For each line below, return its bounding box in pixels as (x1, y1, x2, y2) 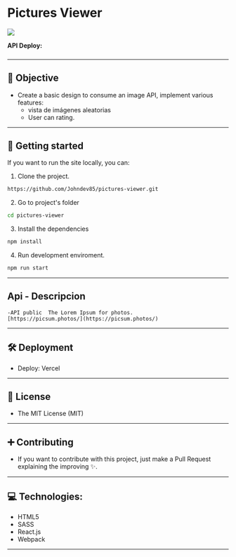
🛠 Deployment (7, 342, 74, 354)
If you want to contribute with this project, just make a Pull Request (17, 455, 211, 464)
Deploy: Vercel (17, 363, 60, 373)
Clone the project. (17, 172, 70, 180)
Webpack (17, 535, 46, 544)
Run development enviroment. (17, 251, 105, 260)
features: (17, 98, 44, 107)
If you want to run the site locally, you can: (7, 159, 130, 167)
